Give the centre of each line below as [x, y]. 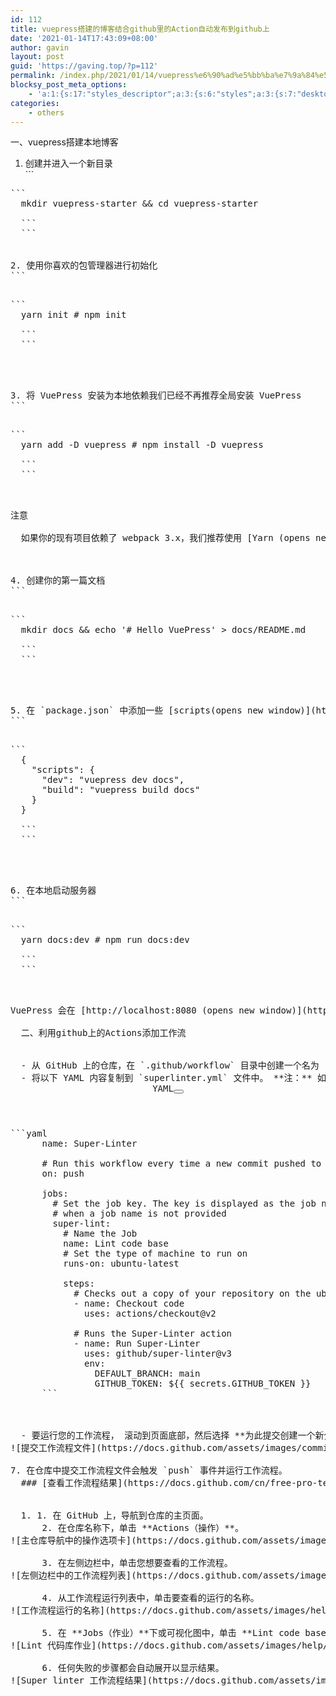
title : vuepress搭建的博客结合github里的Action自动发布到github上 [140, 29]
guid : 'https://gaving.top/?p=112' [84, 66]
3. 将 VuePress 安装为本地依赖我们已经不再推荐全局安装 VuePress [156, 395]
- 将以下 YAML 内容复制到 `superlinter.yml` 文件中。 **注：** [166, 1078]
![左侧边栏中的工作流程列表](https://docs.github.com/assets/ [155, 1575]
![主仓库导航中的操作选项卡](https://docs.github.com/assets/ [155, 1540]
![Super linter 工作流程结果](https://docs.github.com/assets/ [163, 1680]
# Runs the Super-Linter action [153, 1334]
